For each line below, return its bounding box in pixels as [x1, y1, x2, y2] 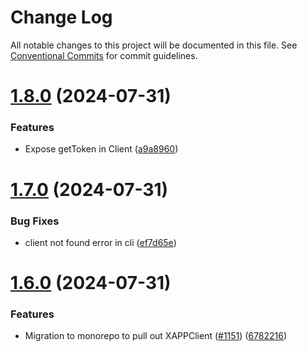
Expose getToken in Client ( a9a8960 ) [24, 143, 179, 155]
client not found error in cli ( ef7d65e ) [24, 236, 177, 248]
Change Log [10, 6, 113, 29]
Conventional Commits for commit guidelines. [10, 49, 198, 61]
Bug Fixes [10, 214, 60, 228]
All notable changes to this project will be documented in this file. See [10, 39, 298, 51]
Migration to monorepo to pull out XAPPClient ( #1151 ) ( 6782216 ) [24, 330, 288, 342]
